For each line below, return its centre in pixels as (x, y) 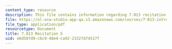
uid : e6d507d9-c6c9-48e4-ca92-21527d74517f (52, 39)
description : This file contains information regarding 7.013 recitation (86, 15)
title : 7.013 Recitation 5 (34, 34)
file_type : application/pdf (35, 24)
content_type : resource (31, 10)
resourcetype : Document (31, 29)
